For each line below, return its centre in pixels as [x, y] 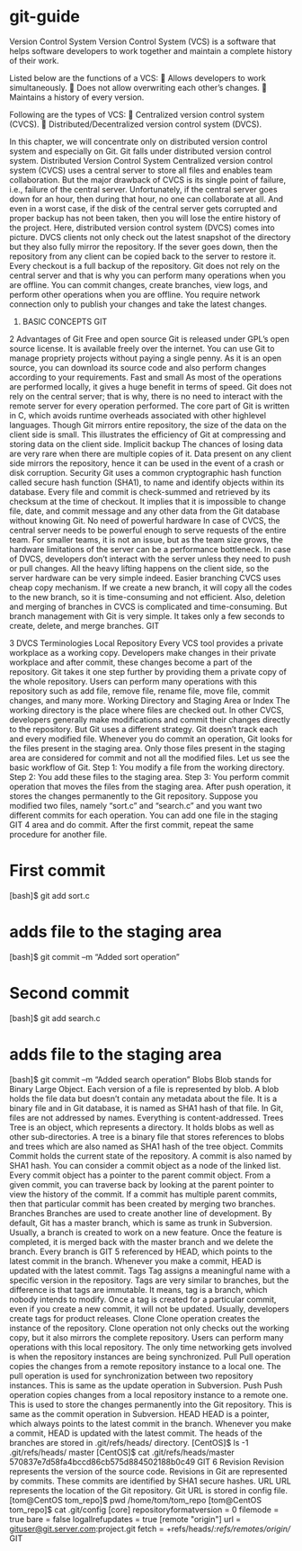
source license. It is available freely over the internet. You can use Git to [142, 348]
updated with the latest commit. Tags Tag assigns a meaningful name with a [150, 1270]
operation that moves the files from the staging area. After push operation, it [150, 786]
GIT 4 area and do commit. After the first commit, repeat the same [132, 824]
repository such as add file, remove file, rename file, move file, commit [140, 691]
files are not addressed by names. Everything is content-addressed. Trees [147, 1117]
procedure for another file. [58, 834]
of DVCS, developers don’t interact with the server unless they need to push [150, 559]
